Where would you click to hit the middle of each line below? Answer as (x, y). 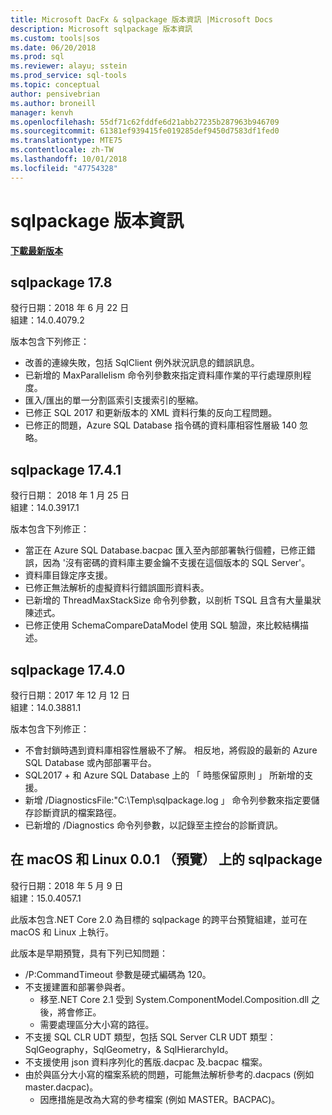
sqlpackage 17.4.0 (68, 669)
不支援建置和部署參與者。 (77, 987)
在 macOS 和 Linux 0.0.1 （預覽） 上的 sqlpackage (166, 859)
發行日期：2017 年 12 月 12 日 (70, 695)
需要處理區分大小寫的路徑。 (97, 1024)
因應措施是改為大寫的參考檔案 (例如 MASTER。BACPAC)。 (160, 1099)
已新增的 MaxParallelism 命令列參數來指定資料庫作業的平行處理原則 (163, 375)
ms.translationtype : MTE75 (66, 141)
